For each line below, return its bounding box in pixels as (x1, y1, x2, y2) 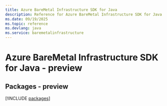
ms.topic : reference (5, 21, 48, 26)
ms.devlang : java (5, 26, 41, 31)
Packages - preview (5, 82, 68, 91)
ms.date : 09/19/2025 (5, 16, 48, 21)
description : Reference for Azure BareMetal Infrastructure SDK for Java (5, 12, 162, 17)
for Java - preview (5, 63, 82, 74)
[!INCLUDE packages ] (5, 96, 50, 101)
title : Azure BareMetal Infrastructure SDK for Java (5, 7, 117, 12)
